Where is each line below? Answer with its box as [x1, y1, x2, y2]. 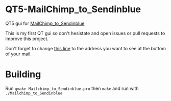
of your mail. [5, 51, 32, 57]
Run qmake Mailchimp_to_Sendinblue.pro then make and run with [5, 85, 139, 91]
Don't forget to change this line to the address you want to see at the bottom [5, 45, 166, 51]
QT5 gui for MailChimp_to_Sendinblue [5, 20, 85, 26]
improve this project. [5, 36, 48, 42]
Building [5, 69, 41, 80]
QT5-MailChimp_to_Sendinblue [5, 4, 141, 15]
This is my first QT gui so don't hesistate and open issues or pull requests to [5, 30, 165, 36]
